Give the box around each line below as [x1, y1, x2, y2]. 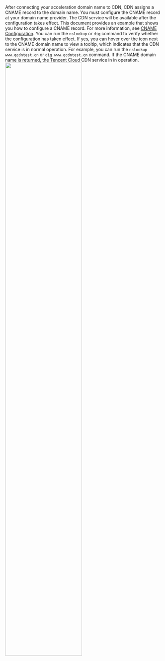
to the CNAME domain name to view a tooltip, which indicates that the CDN [5, 41, 159, 47]
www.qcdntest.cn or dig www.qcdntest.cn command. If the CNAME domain [5, 52, 156, 58]
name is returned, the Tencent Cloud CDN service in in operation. [5, 57, 139, 63]
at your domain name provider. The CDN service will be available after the [5, 15, 157, 20]
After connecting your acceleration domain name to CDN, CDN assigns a [5, 4, 154, 10]
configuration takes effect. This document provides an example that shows [5, 20, 159, 26]
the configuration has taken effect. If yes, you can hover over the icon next [5, 36, 158, 42]
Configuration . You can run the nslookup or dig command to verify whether [5, 31, 159, 36]
